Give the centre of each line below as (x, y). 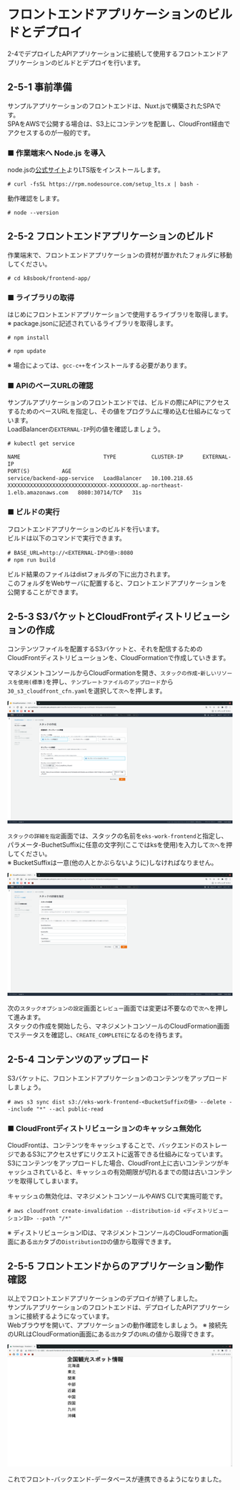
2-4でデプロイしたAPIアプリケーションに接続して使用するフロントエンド (115, 54)
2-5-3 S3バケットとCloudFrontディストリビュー (114, 617)
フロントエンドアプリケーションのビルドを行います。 (85, 529)
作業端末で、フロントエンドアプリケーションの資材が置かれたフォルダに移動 (120, 255)
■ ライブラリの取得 (41, 297)
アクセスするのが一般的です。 (51, 132)
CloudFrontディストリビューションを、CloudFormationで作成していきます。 (119, 657)
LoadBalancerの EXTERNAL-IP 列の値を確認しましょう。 (86, 429)
